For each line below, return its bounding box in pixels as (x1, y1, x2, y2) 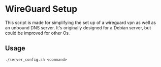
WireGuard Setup (5, 3, 78, 15)
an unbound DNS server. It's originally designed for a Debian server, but (5, 24, 151, 30)
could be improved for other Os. (5, 30, 70, 36)
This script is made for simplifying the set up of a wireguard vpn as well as (5, 20, 156, 25)
